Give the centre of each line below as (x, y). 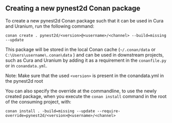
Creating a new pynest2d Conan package (73, 8)
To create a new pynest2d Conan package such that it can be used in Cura (84, 20)
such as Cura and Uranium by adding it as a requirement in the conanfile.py (86, 60)
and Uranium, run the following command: (50, 26)
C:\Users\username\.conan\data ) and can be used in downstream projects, (85, 55)
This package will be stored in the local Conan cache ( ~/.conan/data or (80, 49)
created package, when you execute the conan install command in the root (86, 96)
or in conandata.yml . (26, 65)
